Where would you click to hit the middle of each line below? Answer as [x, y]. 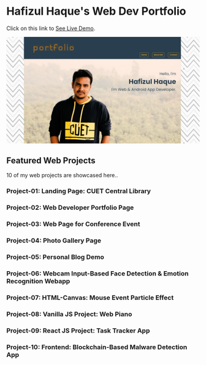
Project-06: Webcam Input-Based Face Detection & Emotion [97, 273]
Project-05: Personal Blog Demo [55, 257]
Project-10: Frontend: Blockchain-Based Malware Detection [97, 347]
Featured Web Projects [51, 160]
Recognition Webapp [38, 281]
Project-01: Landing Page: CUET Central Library [79, 191]
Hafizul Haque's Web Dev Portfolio [96, 11]
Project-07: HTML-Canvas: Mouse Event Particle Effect [90, 298]
